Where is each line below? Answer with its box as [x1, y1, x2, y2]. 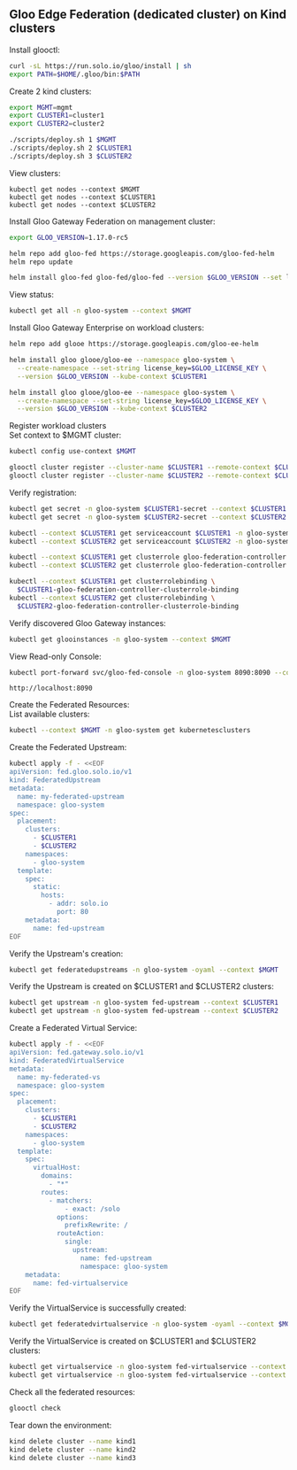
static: [32, 883, 62, 892]
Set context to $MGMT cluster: [9, 429, 122, 441]
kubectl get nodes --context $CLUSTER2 [9, 200, 156, 209]
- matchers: [48, 1195, 93, 1205]
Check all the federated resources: [9, 1386, 135, 1397]
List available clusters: [9, 708, 90, 720]
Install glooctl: [9, 44, 60, 55]
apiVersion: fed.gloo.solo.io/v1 [9, 768, 133, 777]
